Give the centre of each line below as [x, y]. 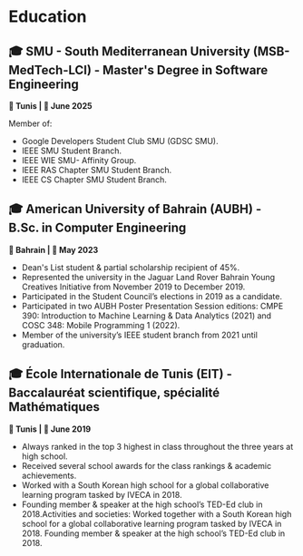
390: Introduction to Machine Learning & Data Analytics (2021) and [147, 316]
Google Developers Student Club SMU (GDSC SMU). [120, 141]
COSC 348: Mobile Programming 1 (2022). [101, 325]
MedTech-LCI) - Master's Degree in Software [138, 70]
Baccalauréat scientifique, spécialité [114, 393]
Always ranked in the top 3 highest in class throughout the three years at [157, 446]
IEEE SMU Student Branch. [71, 151]
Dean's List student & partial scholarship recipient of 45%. [131, 267]
